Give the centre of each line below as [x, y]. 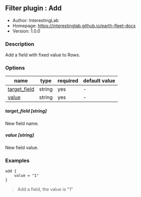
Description [20, 44]
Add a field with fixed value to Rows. [43, 55]
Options [15, 68]
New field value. [22, 148]
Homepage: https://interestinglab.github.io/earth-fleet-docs [74, 26]
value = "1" [26, 175]
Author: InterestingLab [35, 20]
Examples [17, 161]
